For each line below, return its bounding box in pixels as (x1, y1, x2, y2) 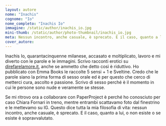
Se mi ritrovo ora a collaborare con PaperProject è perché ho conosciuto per (5, 94, 161, 100)
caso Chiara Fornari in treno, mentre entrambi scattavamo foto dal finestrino (5, 99, 160, 105)
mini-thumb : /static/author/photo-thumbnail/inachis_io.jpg (5, 30, 132, 35)
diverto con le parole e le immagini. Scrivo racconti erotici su (5, 58, 128, 64)
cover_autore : (5, 40, 35, 44)
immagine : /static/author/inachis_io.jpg (5, 26, 92, 31)
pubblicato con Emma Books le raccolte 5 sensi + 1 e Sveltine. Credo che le (5, 69, 159, 75)
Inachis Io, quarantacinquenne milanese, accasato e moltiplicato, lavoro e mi (5, 53, 161, 59)
